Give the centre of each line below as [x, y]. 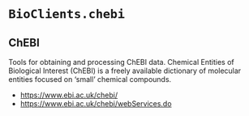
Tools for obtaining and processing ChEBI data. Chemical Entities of [121, 62]
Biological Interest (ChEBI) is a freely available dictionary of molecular [125, 71]
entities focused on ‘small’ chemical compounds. [90, 79]
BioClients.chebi [67, 14]
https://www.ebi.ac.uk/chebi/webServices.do [96, 103]
